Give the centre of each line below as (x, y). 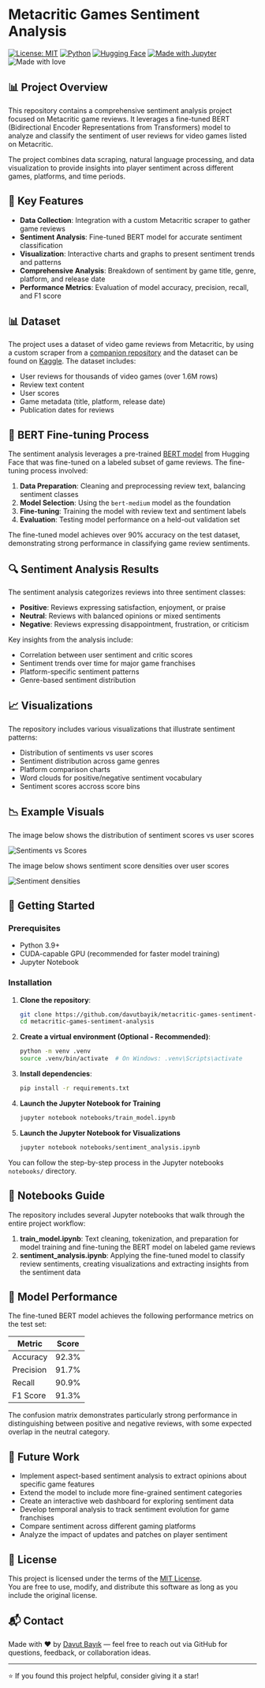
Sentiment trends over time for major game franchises (107, 663)
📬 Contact (36, 1621)
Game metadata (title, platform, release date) (92, 401)
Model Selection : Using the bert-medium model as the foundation (125, 503)
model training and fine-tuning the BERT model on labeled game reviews (138, 1247)
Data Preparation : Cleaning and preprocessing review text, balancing (132, 486)
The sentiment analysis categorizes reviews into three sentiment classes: (127, 592)
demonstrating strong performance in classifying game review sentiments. (129, 544)
